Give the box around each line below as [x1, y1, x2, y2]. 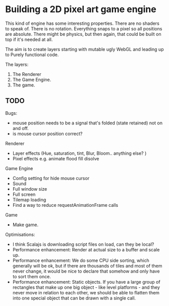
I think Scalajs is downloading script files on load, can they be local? [12, 241, 154, 247]
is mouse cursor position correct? [12, 130, 83, 137]
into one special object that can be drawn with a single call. [12, 295, 136, 301]
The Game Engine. [12, 76, 51, 82]
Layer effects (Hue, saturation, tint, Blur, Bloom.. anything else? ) [12, 150, 147, 156]
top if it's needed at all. [5, 36, 53, 42]
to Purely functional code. [5, 52, 59, 58]
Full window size [12, 186, 47, 192]
